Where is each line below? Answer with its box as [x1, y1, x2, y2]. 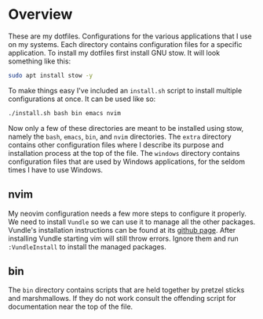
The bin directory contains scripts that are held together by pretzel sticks [8, 285, 245, 295]
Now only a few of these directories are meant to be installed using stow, [8, 123, 244, 132]
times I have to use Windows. [8, 165, 104, 174]
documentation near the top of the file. [8, 302, 133, 311]
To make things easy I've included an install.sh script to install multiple [8, 85, 243, 95]
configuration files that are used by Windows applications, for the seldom [8, 157, 246, 166]
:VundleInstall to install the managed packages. [8, 241, 166, 252]
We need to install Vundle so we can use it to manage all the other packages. [8, 217, 256, 227]
